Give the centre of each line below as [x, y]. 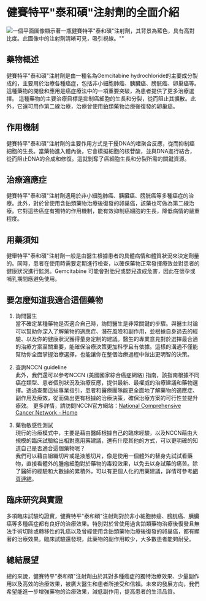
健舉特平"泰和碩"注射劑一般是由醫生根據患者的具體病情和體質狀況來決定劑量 [103, 256]
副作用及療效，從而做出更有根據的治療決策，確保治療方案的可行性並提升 [106, 398]
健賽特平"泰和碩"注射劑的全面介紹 [93, 13]
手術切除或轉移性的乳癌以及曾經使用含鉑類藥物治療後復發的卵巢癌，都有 [103, 531]
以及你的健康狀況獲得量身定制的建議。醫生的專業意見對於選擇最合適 [112, 339]
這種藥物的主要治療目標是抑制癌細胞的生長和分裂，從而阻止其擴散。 [104, 98]
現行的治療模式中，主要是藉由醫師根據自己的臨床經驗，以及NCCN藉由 [104, 433]
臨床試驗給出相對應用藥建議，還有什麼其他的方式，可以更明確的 [112, 440]
